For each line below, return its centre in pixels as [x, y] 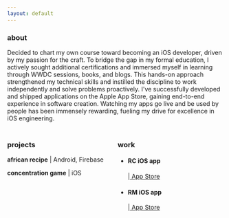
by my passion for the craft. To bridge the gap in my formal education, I [108, 60]
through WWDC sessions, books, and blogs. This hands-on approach [106, 74]
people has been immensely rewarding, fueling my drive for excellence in [111, 111]
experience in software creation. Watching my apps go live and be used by [113, 103]
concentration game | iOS [44, 173]
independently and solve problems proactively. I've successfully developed [114, 89]
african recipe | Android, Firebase [56, 160]
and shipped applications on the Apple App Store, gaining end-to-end [106, 96]
